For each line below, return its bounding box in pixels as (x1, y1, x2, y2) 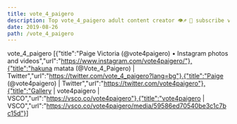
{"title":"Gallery (7, 87, 52, 95)
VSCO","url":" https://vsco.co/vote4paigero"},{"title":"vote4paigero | (7, 94, 205, 103)
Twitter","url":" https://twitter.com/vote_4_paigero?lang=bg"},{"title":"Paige (7, 72, 224, 80)
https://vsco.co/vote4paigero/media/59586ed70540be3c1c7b (46, 101, 227, 110)
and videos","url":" (7, 57, 61, 66)
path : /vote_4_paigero (7, 30, 74, 37)
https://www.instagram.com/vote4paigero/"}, (61, 57, 193, 66)
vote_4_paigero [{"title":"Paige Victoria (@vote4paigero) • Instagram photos (7, 49, 229, 58)
